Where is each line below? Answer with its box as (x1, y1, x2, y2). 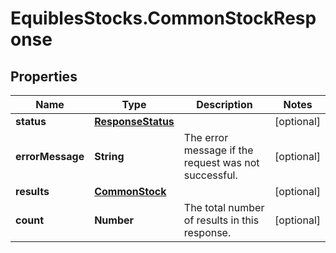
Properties (10, 68, 78, 85)
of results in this (183, 213, 260, 227)
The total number (183, 201, 265, 214)
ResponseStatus (94, 115, 175, 128)
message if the (183, 143, 254, 157)
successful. (183, 168, 238, 182)
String (94, 150, 125, 163)
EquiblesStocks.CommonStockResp (10, 7, 317, 30)
